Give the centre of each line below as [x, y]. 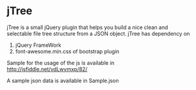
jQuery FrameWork [38, 45]
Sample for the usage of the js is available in [61, 63]
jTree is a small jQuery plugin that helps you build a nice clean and [87, 27]
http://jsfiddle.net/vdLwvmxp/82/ [47, 69]
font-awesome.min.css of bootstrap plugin [67, 51]
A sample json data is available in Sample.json [63, 81]
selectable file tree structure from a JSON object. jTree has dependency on [98, 33]
